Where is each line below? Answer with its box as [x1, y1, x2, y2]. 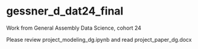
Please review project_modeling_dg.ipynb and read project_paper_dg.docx [6, 36, 192, 43]
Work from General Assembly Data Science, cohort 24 [6, 24, 142, 31]
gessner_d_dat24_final [6, 4, 124, 18]
